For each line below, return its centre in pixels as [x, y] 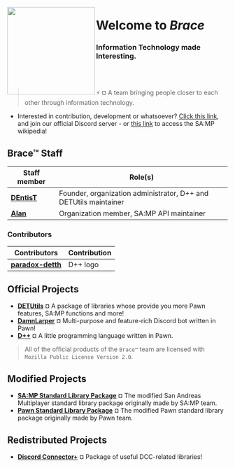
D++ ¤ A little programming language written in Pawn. [95, 336]
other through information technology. [79, 103]
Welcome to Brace [150, 26]
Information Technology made [149, 48]
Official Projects [43, 289]
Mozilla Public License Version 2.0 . [79, 357]
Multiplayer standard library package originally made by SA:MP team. [117, 403]
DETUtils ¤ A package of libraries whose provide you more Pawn [112, 306]
